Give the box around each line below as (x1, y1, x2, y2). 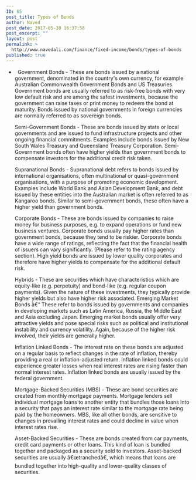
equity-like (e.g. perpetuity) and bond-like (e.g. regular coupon (14, 282, 167, 289)
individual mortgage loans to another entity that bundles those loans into (14, 398, 190, 405)
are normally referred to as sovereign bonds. (14, 112, 122, 119)
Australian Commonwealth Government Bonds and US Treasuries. (14, 80, 174, 88)
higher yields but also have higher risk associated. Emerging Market (14, 295, 178, 302)
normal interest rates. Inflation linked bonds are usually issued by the (14, 368, 181, 376)
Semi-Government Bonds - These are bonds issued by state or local (14, 123, 179, 130)
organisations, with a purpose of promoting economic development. (14, 178, 178, 185)
